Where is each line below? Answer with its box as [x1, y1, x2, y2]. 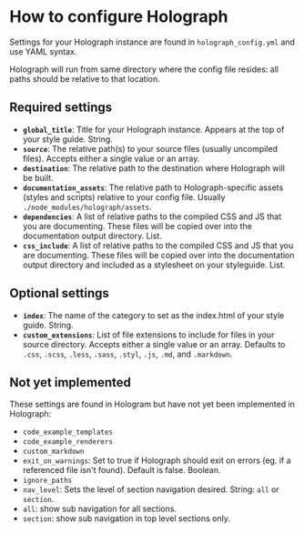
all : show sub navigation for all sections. [22, 503, 177, 515]
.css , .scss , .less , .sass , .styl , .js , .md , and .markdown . [22, 348, 233, 359]
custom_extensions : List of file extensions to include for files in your [22, 329, 275, 340]
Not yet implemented [9, 375, 132, 390]
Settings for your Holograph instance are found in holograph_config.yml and [9, 36, 296, 47]
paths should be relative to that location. [9, 73, 161, 84]
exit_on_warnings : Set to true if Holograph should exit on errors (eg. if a [22, 455, 291, 466]
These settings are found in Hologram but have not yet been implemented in [9, 398, 296, 410]
